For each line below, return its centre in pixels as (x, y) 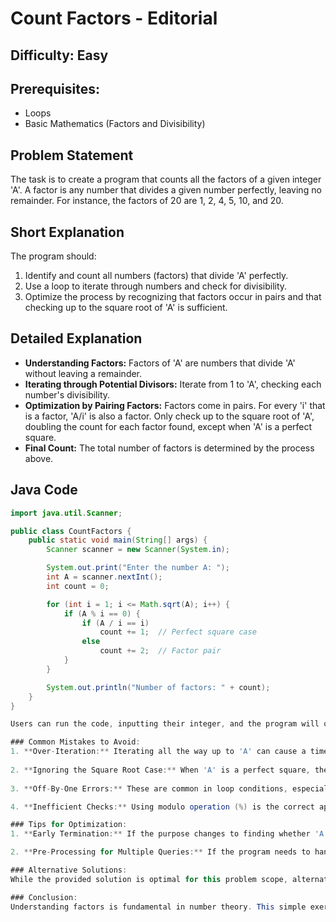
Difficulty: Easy (59, 55)
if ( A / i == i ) (115, 623)
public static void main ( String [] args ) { (118, 540)
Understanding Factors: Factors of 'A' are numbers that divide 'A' (160, 363)
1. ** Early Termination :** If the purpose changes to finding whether (160, 834)
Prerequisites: (55, 88)
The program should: (53, 256)
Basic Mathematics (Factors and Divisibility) (115, 124)
